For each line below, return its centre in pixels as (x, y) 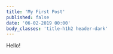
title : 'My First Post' (36, 12)
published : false (28, 17)
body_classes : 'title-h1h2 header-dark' (57, 28)
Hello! (13, 46)
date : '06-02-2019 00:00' (38, 23)
